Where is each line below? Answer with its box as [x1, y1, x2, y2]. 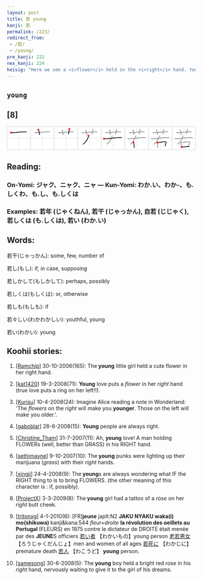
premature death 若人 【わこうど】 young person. [15, 547, 140, 554]
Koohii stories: [7, 346, 62, 356]
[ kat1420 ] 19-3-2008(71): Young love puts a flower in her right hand [15, 380, 183, 387]
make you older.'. [15, 411, 58, 418]
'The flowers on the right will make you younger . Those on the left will [15, 404, 189, 412]
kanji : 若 [7, 22, 31, 28]
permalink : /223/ [7, 29, 50, 35]
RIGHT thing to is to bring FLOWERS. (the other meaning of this [15, 476, 172, 484]
